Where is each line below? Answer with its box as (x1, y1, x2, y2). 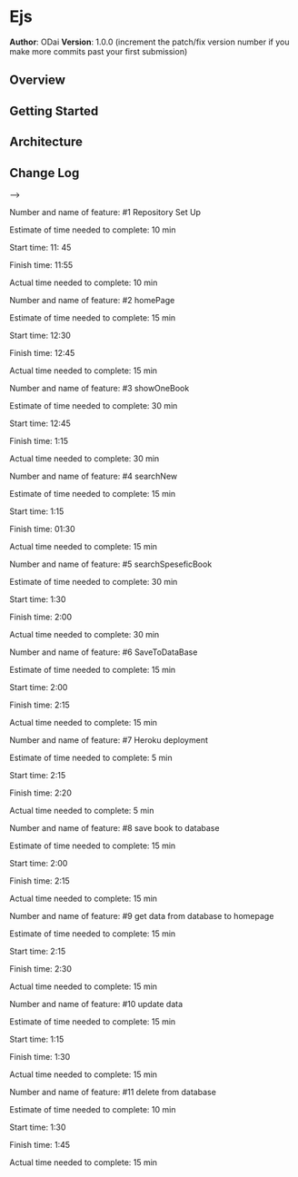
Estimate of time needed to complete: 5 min (9, 752, 173, 763)
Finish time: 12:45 (9, 347, 75, 358)
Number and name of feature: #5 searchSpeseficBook (9, 559, 213, 569)
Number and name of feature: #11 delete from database (9, 1086, 216, 1097)
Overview (9, 73, 66, 88)
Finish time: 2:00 (9, 611, 73, 622)
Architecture (9, 134, 84, 150)
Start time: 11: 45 (9, 242, 72, 252)
